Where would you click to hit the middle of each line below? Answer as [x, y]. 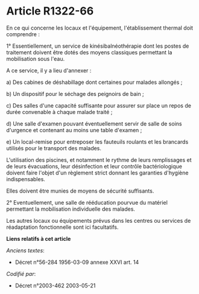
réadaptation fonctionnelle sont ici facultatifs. [62, 227]
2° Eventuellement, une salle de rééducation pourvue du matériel [87, 202]
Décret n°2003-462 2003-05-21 [55, 286]
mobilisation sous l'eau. [36, 59]
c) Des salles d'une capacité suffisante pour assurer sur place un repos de [99, 105]
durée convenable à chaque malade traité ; [59, 112]
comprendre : [23, 34]
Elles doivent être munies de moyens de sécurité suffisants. [80, 191]
